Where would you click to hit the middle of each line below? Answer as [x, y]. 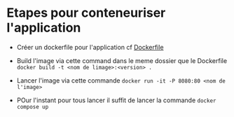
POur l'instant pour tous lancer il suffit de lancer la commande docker [116, 100]
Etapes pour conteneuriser [86, 13]
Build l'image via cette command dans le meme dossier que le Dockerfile [122, 60]
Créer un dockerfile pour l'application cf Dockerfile [90, 47]
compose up [33, 106]
